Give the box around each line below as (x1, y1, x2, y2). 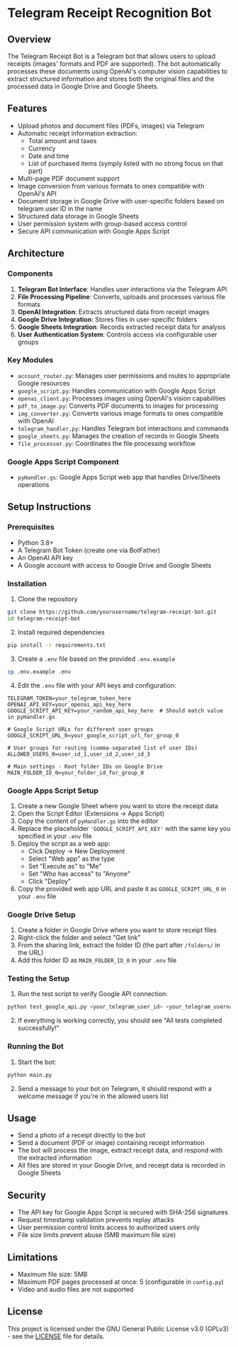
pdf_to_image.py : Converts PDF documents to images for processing (17, 401, 218, 410)
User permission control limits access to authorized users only (17, 1223, 200, 1231)
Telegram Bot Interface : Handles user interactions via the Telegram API (17, 285, 227, 294)
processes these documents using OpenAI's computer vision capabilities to (7, 67, 228, 75)
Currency (28, 144, 56, 152)
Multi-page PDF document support (17, 174, 120, 182)
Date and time (28, 151, 69, 160)
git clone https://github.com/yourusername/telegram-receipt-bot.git (7, 608, 217, 616)
